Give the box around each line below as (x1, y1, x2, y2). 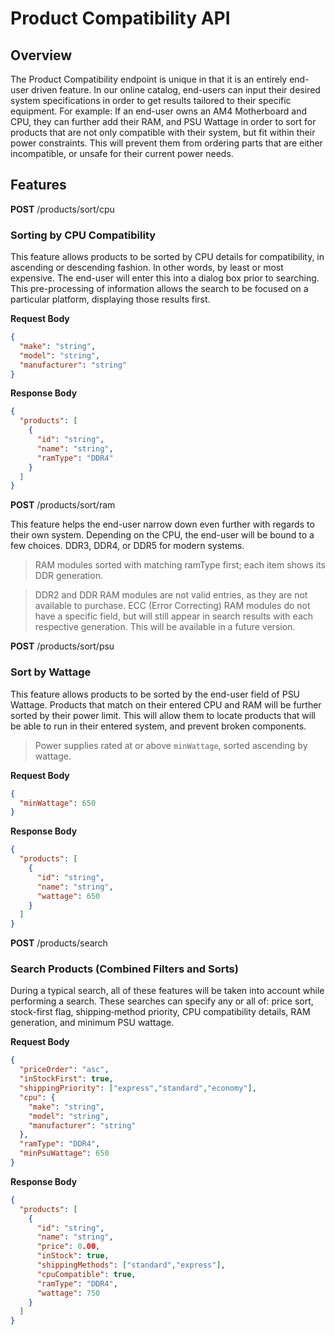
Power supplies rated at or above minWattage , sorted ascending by (34, 739, 308, 751)
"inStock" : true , (36, 1251, 110, 1261)
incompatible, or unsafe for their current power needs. (10, 148, 234, 159)
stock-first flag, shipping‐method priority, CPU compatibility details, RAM (10, 1006, 311, 1018)
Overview (10, 47, 73, 64)
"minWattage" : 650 (19, 798, 97, 808)
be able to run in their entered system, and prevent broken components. (10, 720, 307, 732)
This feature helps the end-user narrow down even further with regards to (10, 518, 315, 531)
